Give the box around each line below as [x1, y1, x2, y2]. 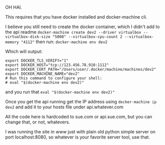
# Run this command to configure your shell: [5, 76, 102, 81]
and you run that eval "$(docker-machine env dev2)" [5, 89, 115, 95]
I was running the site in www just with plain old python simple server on [5, 129, 156, 134]
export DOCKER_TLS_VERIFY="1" [5, 58, 69, 63]
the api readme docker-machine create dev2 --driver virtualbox [5, 29, 142, 35]
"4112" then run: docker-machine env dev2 [21, 39, 108, 45]
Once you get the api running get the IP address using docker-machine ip [5, 99, 157, 104]
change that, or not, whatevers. [5, 119, 70, 125]
